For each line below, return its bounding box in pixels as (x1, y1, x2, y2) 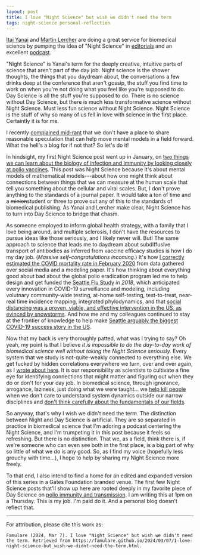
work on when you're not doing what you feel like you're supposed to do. (6, 86, 186, 93)
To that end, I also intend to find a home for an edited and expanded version (6, 472, 192, 479)
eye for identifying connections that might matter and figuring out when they (6, 373, 193, 380)
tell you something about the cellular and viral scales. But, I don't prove (6, 185, 180, 192)
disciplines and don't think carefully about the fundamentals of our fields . (6, 398, 186, 406)
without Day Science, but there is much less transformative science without (6, 98, 192, 106)
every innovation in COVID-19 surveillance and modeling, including (6, 285, 170, 292)
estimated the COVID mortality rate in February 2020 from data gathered (6, 260, 185, 267)
